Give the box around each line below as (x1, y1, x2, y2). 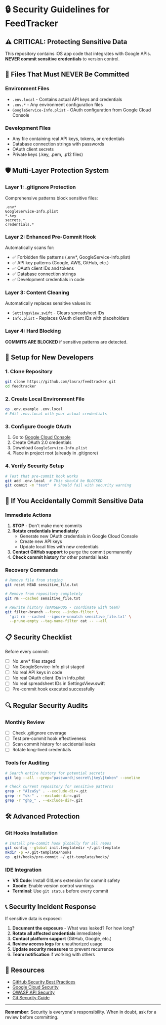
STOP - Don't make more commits (12, 523, 83, 529)
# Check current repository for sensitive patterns (5, 784, 114, 789)
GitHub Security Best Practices (12, 979, 76, 985)
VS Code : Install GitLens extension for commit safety (12, 878, 120, 883)
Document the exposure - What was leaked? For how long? (12, 925, 135, 931)
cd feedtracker (5, 384, 37, 389)
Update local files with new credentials (19, 543, 99, 549)
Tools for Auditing (5, 759, 49, 766)
